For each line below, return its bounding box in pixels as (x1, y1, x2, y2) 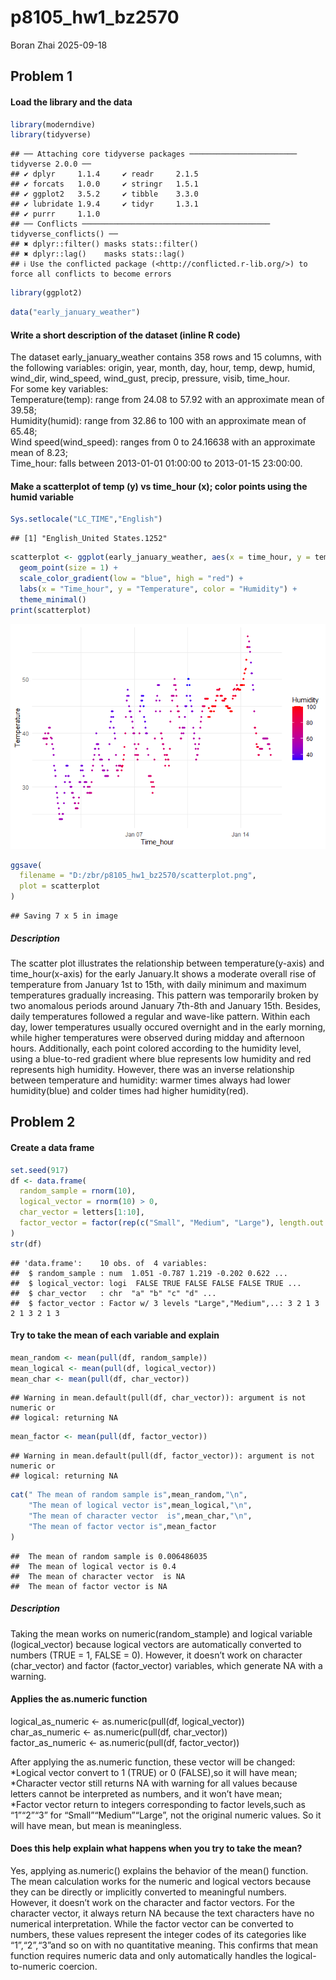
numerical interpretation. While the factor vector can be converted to (10, 1918, 294, 1930)
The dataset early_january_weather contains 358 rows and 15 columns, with (10, 351, 322, 363)
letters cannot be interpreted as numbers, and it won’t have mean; (10, 1787, 283, 1800)
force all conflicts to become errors (10, 269, 172, 280)
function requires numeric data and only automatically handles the (10, 1950, 284, 1962)
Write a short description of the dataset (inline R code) (10, 329, 241, 341)
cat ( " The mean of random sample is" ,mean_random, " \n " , (10, 1490, 248, 1500)
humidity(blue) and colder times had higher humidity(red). (10, 1085, 249, 1097)
